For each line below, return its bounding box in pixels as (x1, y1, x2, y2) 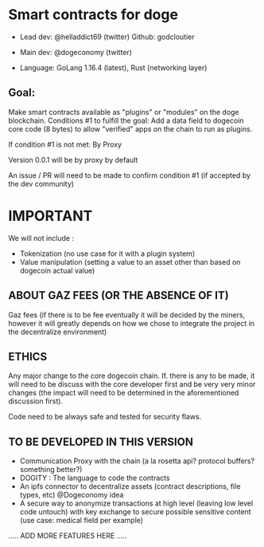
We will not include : (8, 233, 74, 242)
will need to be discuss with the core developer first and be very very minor (8, 380, 256, 389)
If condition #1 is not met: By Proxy (8, 140, 122, 149)
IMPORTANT (8, 207, 93, 225)
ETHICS (8, 349, 48, 364)
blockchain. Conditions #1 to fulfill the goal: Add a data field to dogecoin (8, 116, 244, 125)
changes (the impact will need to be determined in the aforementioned (8, 388, 239, 398)
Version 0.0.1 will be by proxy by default (8, 155, 138, 164)
